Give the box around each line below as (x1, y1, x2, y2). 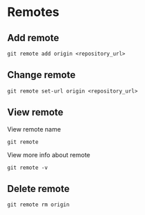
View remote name (7, 125, 61, 133)
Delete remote (7, 183, 70, 195)
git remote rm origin (7, 201, 70, 209)
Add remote (7, 32, 60, 44)
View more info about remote (7, 150, 91, 159)
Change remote (7, 69, 76, 81)
